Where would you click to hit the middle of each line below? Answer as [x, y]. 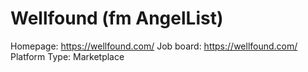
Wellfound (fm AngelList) [117, 18]
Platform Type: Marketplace [67, 56]
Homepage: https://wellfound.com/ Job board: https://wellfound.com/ [154, 46]
